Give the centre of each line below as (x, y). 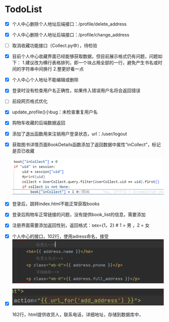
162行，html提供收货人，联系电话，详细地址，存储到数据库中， (78, 314)
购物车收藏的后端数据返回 (39, 123)
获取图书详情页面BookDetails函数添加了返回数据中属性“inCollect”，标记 (86, 144)
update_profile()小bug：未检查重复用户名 (55, 112)
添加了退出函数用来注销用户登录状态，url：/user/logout (69, 134)
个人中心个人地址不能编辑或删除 (45, 80)
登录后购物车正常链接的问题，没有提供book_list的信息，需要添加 (79, 215)
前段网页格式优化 (30, 101)
